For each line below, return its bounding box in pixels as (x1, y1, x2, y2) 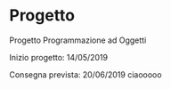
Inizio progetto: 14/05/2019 (9, 52, 109, 62)
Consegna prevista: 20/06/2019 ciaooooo (9, 69, 162, 80)
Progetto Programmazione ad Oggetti (9, 35, 147, 45)
